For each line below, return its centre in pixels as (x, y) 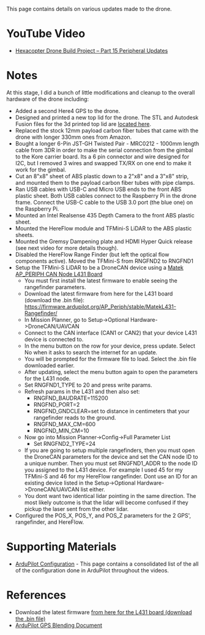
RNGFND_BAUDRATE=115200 (71, 398)
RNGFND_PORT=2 (57, 404)
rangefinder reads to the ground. (75, 418)
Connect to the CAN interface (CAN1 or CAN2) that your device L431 (111, 333)
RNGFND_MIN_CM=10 (61, 430)
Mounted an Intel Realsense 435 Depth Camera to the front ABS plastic (105, 215)
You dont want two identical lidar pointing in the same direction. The (110, 496)
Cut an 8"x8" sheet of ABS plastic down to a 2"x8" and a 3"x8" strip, (102, 176)
